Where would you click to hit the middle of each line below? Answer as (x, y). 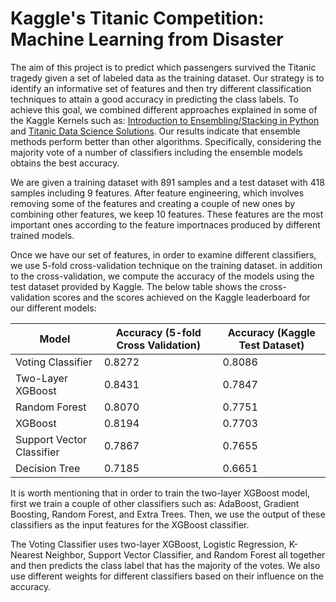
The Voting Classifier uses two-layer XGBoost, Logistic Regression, (148, 544)
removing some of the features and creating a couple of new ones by (153, 203)
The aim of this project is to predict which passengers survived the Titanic (163, 67)
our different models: (53, 308)
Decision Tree (48, 468)
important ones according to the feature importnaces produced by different (165, 224)
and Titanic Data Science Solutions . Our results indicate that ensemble (155, 131)
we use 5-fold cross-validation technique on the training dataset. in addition (166, 265)
